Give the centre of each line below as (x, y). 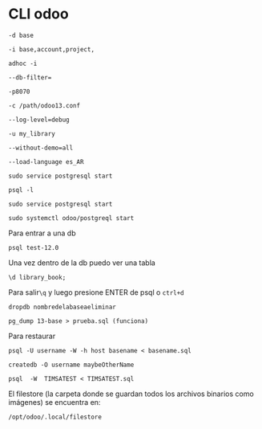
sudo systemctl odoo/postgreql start (71, 218)
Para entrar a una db (42, 233)
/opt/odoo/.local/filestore (55, 417)
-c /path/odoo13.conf (44, 105)
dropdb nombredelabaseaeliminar (62, 307)
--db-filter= (30, 77)
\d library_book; (37, 277)
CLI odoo (39, 14)
